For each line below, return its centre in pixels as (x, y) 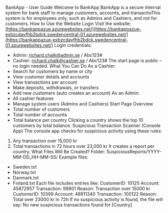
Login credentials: (73, 45)
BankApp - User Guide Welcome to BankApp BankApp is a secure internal (83, 7)
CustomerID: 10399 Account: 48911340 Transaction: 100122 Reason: (85, 194)
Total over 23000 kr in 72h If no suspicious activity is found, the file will (88, 199)
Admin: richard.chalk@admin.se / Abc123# (57, 55)
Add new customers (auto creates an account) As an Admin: (76, 93)
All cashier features (33, 98)
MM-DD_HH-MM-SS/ (35, 157)
